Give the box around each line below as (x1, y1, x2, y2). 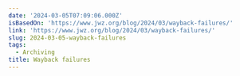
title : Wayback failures (8, 56, 91, 64)
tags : (8, 41, 26, 49)
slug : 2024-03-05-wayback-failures (8, 33, 127, 42)
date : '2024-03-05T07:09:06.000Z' (8, 11, 124, 20)
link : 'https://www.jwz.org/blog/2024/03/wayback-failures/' (8, 26, 216, 34)
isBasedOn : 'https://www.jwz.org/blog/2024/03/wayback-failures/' (8, 19, 234, 27)
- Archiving (15, 48, 56, 56)
